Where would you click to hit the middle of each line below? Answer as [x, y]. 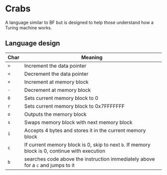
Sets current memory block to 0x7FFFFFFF [75, 106]
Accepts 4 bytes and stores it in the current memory [85, 130]
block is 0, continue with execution [65, 151]
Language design [33, 44]
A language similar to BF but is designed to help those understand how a [80, 22]
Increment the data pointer [55, 66]
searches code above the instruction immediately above [89, 159]
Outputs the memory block [55, 114]
